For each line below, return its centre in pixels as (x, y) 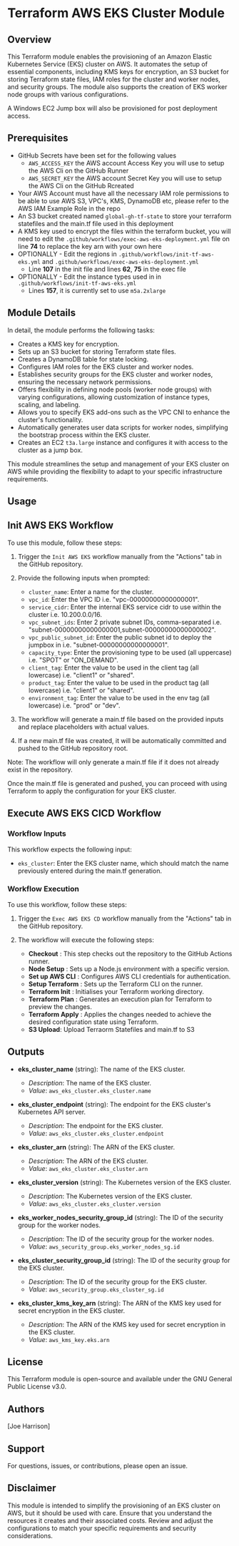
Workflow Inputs (37, 834)
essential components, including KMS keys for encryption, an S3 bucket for (118, 72)
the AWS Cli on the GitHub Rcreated (81, 185)
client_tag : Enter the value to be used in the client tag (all (113, 667)
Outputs (26, 1052)
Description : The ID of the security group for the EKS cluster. (117, 1281)
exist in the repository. (40, 769)
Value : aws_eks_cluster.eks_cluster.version (95, 1204)
